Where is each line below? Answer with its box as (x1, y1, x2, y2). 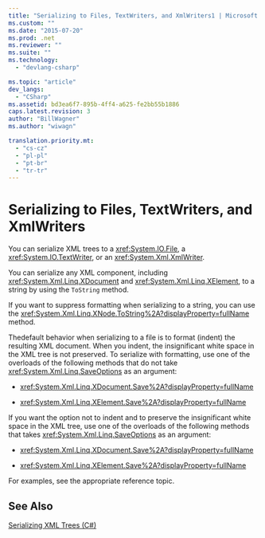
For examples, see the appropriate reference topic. (8, 476, 175, 486)
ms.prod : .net (8, 33, 56, 42)
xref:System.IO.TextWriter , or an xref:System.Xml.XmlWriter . (8, 253, 205, 262)
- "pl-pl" (15, 151, 48, 159)
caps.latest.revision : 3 (8, 108, 91, 116)
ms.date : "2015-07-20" (8, 26, 84, 34)
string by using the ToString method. (8, 285, 129, 295)
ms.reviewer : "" (8, 41, 62, 49)
